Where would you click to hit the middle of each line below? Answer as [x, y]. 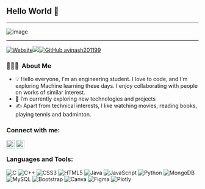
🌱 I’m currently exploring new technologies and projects [85, 99]
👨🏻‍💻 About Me [29, 66]
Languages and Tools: [40, 159]
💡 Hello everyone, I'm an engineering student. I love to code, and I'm [101, 79]
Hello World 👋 [33, 11]
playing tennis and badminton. [53, 115]
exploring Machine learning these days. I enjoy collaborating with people [106, 86]
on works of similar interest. [50, 93]
